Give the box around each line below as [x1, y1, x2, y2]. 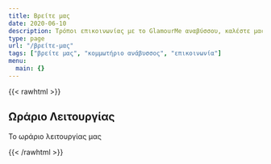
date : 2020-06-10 [8, 19, 67, 27]
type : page [8, 34, 45, 43]
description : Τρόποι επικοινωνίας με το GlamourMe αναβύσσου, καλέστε [8, 27, 251, 35]
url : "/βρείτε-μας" [8, 42, 74, 50]
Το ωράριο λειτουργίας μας [8, 131, 102, 141]
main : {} [15, 65, 45, 73]
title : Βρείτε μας [8, 11, 70, 20]
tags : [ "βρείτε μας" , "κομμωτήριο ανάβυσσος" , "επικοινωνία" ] [8, 49, 222, 57]
